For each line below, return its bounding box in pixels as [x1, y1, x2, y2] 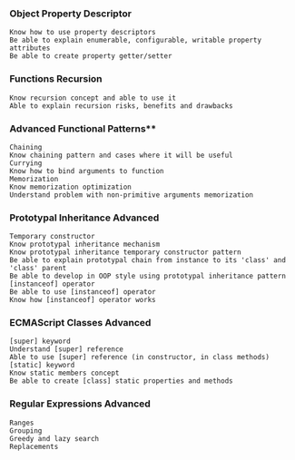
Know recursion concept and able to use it [9, 93, 177, 103]
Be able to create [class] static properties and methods [9, 377, 233, 386]
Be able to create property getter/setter [9, 52, 172, 61]
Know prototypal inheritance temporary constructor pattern [9, 248, 242, 257]
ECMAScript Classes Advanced [9, 317, 152, 329]
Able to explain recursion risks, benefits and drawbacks [9, 101, 233, 111]
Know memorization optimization [9, 182, 132, 191]
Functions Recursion [9, 73, 103, 85]
